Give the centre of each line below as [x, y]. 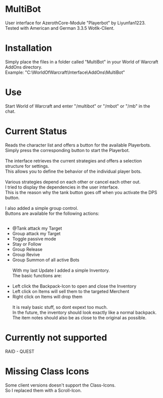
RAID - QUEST [20, 351]
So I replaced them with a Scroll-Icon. [43, 390]
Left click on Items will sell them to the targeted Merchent [71, 291]
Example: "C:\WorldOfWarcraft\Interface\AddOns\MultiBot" [65, 72]
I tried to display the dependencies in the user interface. [62, 187]
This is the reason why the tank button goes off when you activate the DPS [81, 192]
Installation [29, 48]
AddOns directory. [24, 67]
